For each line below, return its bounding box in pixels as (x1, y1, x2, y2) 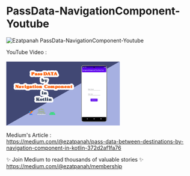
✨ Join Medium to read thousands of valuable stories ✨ (6, 156, 144, 163)
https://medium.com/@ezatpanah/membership (6, 163, 123, 170)
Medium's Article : (6, 132, 52, 139)
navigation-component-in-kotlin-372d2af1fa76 (6, 144, 121, 151)
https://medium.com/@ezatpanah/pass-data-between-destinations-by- (6, 138, 184, 145)
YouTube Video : (6, 48, 47, 55)
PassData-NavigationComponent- (6, 4, 180, 18)
